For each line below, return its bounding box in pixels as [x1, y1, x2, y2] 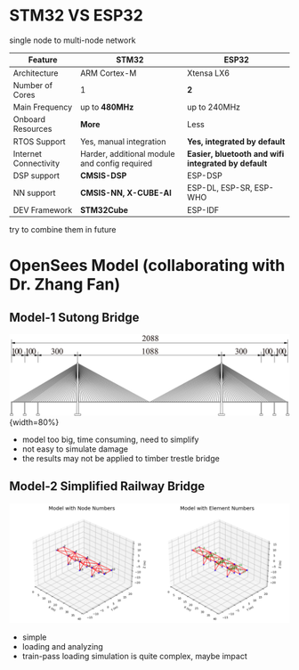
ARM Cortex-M [79, 68, 137, 78]
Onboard [12, 114, 46, 125]
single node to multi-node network [9, 35, 136, 45]
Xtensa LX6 [186, 68, 230, 78]
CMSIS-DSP [79, 170, 127, 181]
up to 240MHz [186, 102, 241, 112]
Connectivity [12, 158, 61, 168]
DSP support [12, 170, 61, 181]
